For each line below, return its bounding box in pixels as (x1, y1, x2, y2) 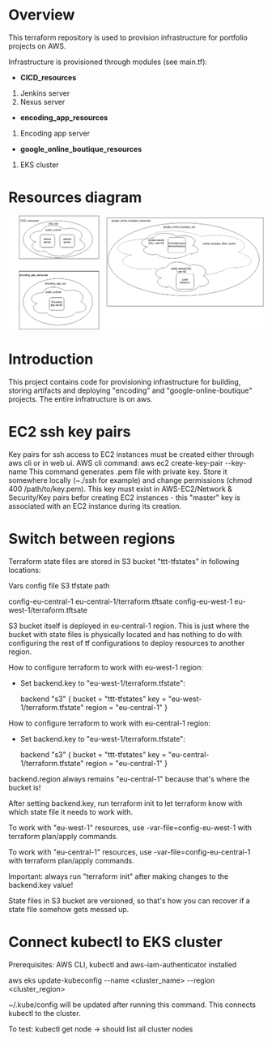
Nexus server (19, 97, 66, 106)
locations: (8, 565, 41, 575)
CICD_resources (19, 72, 77, 82)
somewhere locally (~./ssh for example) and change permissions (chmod (8, 475, 253, 484)
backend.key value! (8, 880, 74, 889)
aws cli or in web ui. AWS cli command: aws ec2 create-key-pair (8, 458, 223, 467)
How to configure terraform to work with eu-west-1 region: (8, 662, 204, 672)
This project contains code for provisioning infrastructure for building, (8, 377, 241, 386)
